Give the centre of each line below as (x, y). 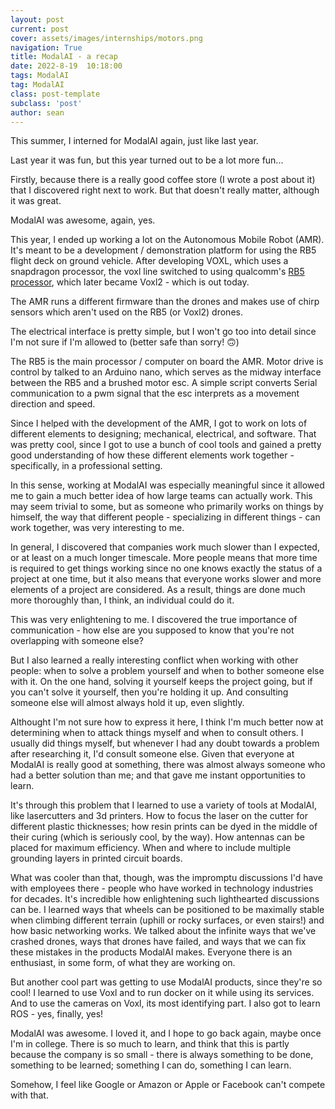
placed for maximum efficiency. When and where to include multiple (151, 848)
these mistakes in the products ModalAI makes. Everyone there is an (151, 952)
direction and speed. (53, 404)
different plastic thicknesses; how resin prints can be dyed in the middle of (164, 827)
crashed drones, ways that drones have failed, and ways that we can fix (158, 942)
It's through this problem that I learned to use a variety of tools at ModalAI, (164, 805)
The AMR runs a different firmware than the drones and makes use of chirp (165, 302)
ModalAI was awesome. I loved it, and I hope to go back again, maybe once (166, 1033)
